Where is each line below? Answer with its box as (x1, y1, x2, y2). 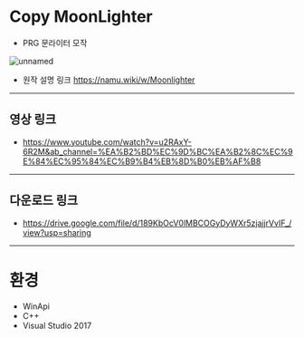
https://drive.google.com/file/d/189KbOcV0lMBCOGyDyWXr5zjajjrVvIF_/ (22, 217, 292, 228)
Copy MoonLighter (9, 6, 153, 27)
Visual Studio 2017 (22, 320, 92, 331)
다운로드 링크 (9, 193, 79, 208)
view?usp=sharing (22, 227, 92, 237)
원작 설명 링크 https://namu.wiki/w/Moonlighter (22, 74, 195, 85)
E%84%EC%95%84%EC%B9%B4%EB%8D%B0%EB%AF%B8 (22, 156, 261, 167)
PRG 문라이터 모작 (22, 37, 88, 48)
